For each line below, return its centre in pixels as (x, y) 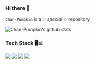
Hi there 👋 (18, 8)
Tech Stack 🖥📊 (24, 43)
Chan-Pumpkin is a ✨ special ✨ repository (47, 19)
